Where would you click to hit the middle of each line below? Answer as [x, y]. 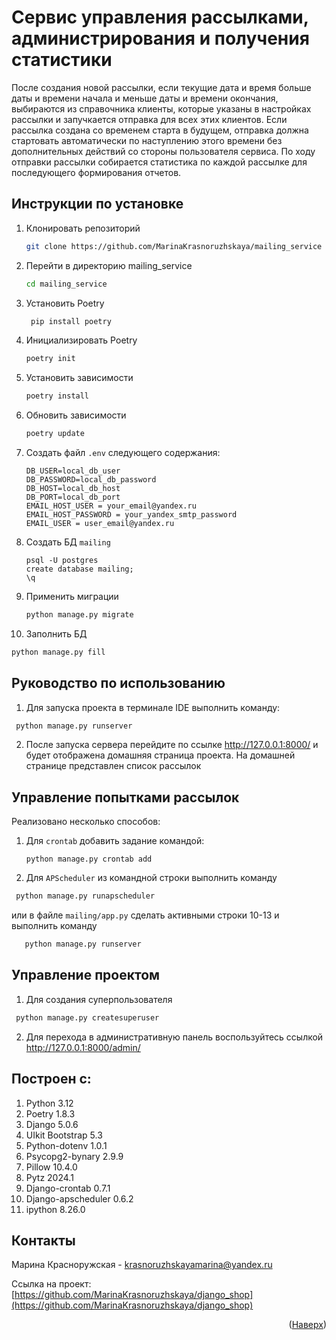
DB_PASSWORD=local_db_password [91, 480]
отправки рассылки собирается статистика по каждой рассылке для [159, 162]
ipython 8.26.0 [55, 1209]
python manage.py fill [58, 652]
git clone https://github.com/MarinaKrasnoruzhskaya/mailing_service [174, 246]
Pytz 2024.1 [49, 1177]
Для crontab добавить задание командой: [115, 841]
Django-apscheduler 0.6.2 [79, 1198]
